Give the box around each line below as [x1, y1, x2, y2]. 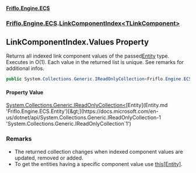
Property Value [6, 89, 44, 96]
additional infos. [6, 65, 45, 72]
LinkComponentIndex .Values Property [6, 37, 149, 47]
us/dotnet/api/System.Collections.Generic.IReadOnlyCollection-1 [6, 114, 162, 121]
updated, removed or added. [14, 154, 83, 161]
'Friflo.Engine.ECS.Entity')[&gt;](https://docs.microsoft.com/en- [6, 108, 159, 115]
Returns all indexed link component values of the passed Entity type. [6, 52, 170, 59]
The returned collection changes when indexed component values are [14, 148, 184, 155]
